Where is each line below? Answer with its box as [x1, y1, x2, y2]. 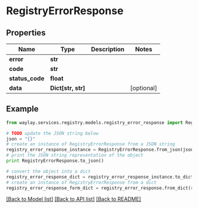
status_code [9, 74, 45, 82]
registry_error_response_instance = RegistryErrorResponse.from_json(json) [6, 147, 196, 153]
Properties [6, 28, 46, 38]
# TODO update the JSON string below [6, 130, 99, 136]
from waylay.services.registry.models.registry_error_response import [6, 119, 183, 125]
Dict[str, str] [49, 84, 85, 92]
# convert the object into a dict [6, 168, 91, 174]
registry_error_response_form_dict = [6, 185, 99, 191]
